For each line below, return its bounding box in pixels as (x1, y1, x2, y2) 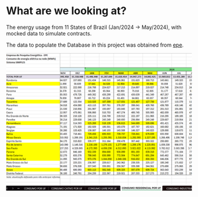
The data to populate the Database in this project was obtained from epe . (6, 41, 184, 48)
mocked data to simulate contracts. (6, 29, 92, 37)
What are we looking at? (6, 4, 127, 18)
